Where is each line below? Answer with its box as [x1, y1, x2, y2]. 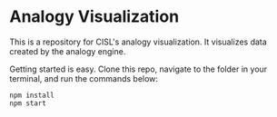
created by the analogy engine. [9, 45, 126, 56]
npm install [9, 91, 54, 100]
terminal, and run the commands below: [9, 73, 159, 83]
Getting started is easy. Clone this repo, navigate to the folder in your [9, 63, 268, 74]
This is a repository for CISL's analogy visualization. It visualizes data [9, 36, 268, 47]
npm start [9, 98, 47, 108]
